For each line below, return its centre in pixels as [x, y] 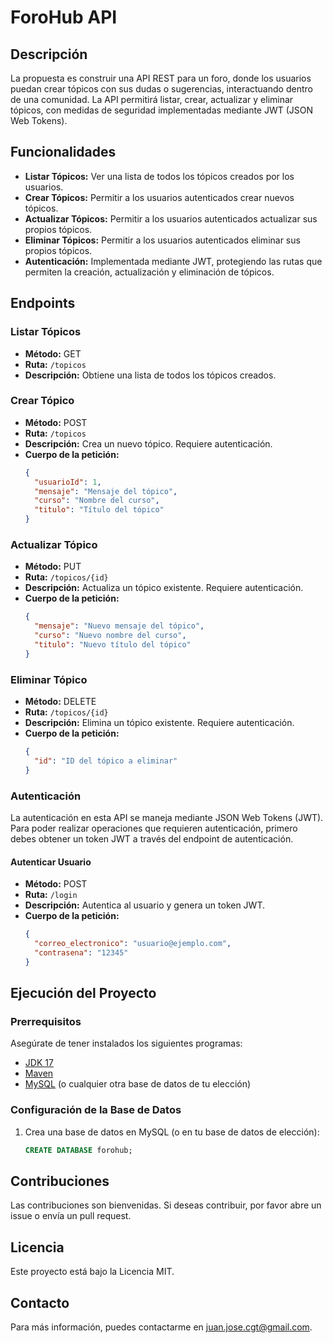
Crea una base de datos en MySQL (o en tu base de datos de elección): [172, 1132]
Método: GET [53, 353]
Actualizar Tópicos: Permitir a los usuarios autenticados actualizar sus [171, 218]
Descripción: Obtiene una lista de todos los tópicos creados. [150, 375]
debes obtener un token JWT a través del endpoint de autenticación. [152, 838]
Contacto [40, 1302]
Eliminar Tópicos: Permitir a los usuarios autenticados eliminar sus [162, 240]
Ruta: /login [51, 895]
